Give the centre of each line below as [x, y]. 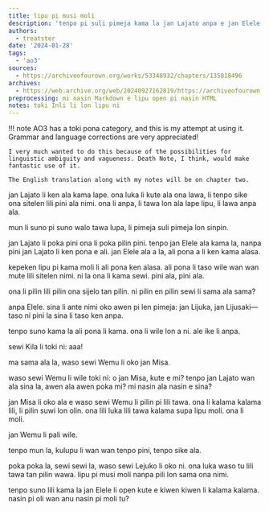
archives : [25, 83]
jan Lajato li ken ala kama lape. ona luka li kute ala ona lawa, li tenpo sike [128, 195]
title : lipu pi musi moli [51, 16]
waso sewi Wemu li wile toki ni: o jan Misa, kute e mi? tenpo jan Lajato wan [132, 378]
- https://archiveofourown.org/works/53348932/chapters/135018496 [129, 76]
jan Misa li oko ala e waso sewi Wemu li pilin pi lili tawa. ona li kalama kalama [135, 402]
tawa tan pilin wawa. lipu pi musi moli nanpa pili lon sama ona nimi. [118, 475]
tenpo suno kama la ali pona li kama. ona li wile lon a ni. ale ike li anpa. [124, 332]
